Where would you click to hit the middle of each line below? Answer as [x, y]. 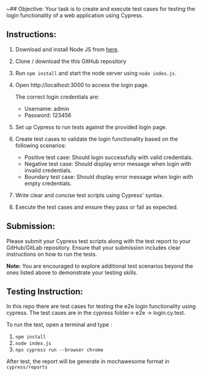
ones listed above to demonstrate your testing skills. [72, 273]
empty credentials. [48, 183]
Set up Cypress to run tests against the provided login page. [91, 127]
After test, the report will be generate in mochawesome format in [88, 361]
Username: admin [47, 108]
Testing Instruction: [45, 292]
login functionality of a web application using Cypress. [75, 15]
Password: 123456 [48, 115]
